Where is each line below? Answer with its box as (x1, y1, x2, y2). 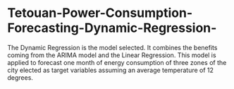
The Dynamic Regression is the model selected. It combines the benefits (7, 43, 218, 52)
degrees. (7, 73, 34, 82)
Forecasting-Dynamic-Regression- (7, 20, 217, 36)
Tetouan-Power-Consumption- (7, 5, 192, 21)
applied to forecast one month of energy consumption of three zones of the (7, 58, 227, 66)
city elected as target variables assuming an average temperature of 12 (7, 66, 214, 74)
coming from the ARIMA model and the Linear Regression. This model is (7, 51, 216, 59)
